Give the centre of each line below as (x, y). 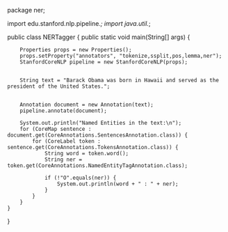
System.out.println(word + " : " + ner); (117, 184)
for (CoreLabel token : (66, 141)
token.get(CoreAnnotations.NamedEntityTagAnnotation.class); (98, 166)
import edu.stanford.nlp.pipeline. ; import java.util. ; (79, 23)
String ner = (63, 160)
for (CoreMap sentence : (56, 129)
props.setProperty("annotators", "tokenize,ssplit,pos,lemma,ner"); (121, 56)
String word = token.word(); (87, 153)
